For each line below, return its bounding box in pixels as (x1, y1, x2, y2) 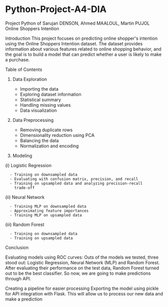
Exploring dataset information (20, 91, 81, 97)
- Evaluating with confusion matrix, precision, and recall (10, 176, 138, 182)
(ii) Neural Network (5, 194, 45, 200)
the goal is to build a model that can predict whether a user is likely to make (5, 51, 162, 57)
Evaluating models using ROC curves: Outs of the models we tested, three (5, 254, 159, 260)
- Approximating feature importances (10, 208, 89, 213)
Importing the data (20, 86, 59, 92)
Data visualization (20, 107, 57, 113)
